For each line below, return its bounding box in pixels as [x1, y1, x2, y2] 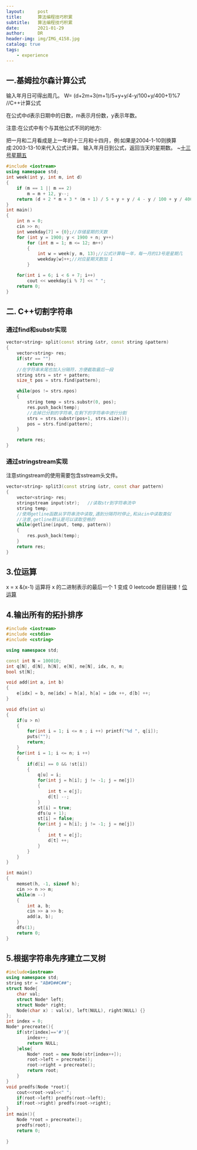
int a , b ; [27, 903, 51, 908]
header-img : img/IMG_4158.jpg [6, 36, 80, 42]
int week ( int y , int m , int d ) [6, 175, 83, 180]
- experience [16, 52, 49, 58]
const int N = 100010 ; [6, 658, 62, 664]
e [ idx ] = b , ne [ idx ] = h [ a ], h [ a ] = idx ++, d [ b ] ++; [16, 690, 151, 696]
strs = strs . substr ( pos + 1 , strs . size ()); [27, 415, 130, 421]
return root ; [27, 1068, 59, 1074]
